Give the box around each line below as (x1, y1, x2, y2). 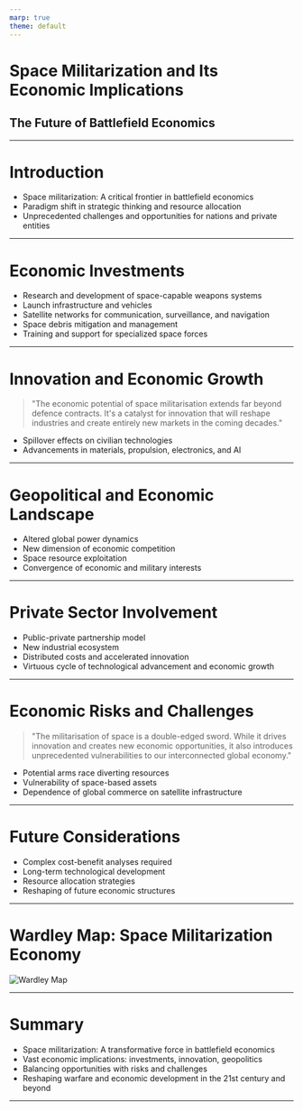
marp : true (9, 13, 50, 23)
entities (22, 220, 50, 231)
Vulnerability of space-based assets (22, 777, 158, 788)
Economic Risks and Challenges (9, 701, 254, 721)
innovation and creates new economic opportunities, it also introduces (31, 740, 293, 751)
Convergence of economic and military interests (22, 563, 202, 574)
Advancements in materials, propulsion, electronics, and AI (22, 445, 242, 455)
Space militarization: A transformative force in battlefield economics (22, 1043, 275, 1055)
